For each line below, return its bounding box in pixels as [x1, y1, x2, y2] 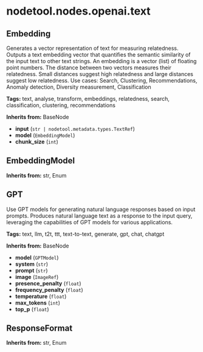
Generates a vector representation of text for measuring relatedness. [6, 44, 179, 52]
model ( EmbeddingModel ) [15, 132, 75, 139]
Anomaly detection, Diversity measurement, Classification [6, 83, 152, 91]
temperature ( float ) [15, 292, 67, 300]
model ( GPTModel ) [15, 254, 59, 261]
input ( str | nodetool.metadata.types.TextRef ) [15, 125, 136, 132]
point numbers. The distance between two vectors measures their [6, 64, 172, 71]
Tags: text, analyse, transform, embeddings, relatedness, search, [6, 95, 170, 102]
